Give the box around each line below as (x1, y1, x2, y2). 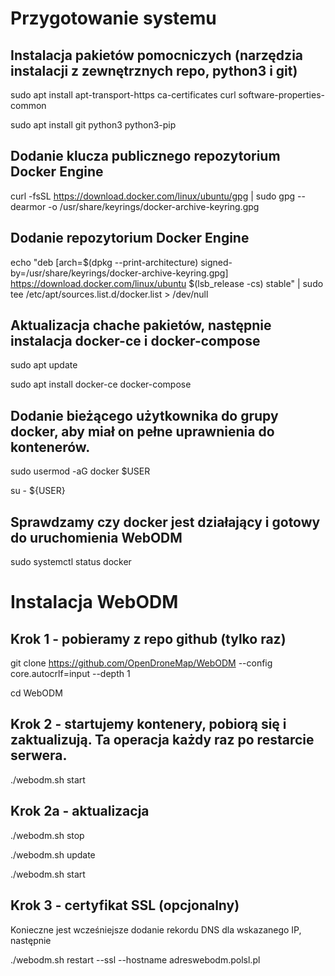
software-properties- (238, 89, 325, 101)
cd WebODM (10, 687, 63, 699)
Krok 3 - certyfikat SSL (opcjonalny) (10, 897, 240, 914)
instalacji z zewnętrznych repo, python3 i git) (10, 62, 298, 79)
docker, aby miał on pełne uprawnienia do (10, 423, 275, 440)
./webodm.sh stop (10, 829, 85, 841)
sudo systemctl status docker (10, 556, 132, 568)
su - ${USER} (10, 485, 66, 497)
